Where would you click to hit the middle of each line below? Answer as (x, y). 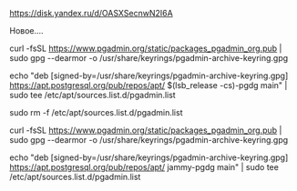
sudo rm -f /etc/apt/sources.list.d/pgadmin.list (96, 112)
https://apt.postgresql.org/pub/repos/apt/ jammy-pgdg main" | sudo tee (144, 167)
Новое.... (26, 30)
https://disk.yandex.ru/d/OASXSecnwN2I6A (91, 13)
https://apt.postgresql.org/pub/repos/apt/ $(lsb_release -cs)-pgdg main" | (148, 85)
